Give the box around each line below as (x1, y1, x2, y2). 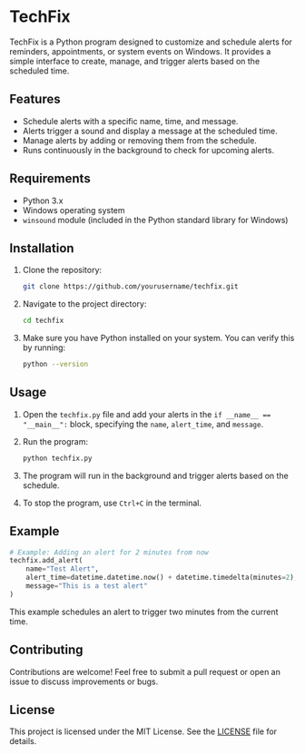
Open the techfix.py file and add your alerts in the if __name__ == (22, 408, 271, 419)
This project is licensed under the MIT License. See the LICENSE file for (9, 726, 278, 737)
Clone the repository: (22, 265, 103, 276)
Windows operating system (22, 204, 125, 215)
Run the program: (22, 436, 89, 446)
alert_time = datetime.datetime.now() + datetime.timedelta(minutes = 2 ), (25, 573, 299, 583)
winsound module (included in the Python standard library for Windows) (22, 214, 289, 225)
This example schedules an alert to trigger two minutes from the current (9, 606, 279, 617)
